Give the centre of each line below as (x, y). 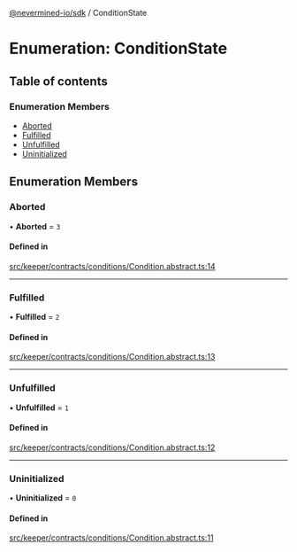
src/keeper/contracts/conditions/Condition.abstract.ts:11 (111, 538)
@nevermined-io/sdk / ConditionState (78, 13)
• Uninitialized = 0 (43, 498)
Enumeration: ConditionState (118, 49)
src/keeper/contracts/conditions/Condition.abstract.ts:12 (112, 447)
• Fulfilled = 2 (34, 317)
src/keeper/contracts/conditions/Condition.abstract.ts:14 (112, 266)
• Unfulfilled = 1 (39, 408)
